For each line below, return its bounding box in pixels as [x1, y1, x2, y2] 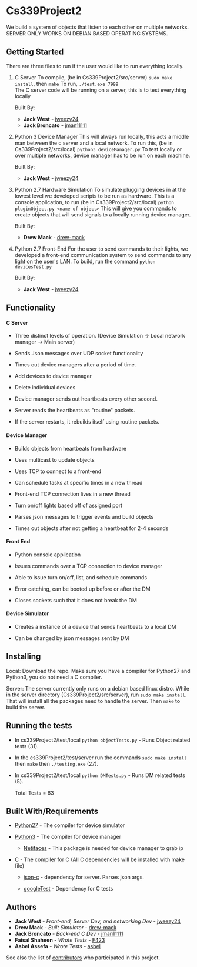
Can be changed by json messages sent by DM [14, 634, 129, 642]
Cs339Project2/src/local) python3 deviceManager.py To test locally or [14, 145, 182, 152]
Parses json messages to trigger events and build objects [14, 513, 154, 520]
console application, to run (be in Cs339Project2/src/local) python [14, 198, 175, 205]
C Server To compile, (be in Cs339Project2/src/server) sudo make [14, 74, 173, 81]
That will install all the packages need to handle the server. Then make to [6, 697, 181, 704]
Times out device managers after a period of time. [14, 361, 136, 368]
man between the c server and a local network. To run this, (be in [14, 139, 173, 146]
